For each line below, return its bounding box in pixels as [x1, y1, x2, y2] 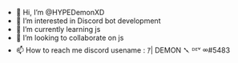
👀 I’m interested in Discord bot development [15, 16, 161, 26]
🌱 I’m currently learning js [15, 25, 101, 33]
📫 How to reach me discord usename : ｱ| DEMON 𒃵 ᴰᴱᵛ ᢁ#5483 [15, 45, 231, 55]
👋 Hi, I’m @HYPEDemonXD [15, 8, 105, 17]
